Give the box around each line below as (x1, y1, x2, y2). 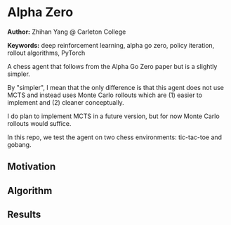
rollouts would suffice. (7, 119, 72, 127)
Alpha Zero (7, 4, 74, 20)
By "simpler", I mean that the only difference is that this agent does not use (7, 83, 225, 91)
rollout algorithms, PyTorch (7, 49, 86, 57)
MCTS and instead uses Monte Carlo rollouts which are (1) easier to (7, 91, 202, 99)
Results (7, 209, 41, 221)
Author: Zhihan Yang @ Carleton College (7, 27, 126, 36)
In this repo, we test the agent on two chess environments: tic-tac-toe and (7, 133, 223, 141)
